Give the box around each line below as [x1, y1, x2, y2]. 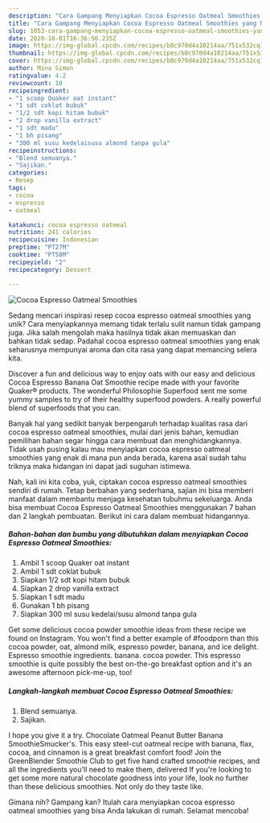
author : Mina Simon [8, 64, 74, 72]
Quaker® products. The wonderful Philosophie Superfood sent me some [8, 385, 247, 395]
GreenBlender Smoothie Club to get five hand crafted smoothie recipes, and [8, 756, 260, 766]
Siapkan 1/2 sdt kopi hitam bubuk [19, 575, 130, 585]
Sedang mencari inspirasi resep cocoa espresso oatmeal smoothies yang [8, 311, 252, 320]
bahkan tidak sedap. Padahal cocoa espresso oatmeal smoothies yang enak [8, 335, 260, 346]
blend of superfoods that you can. [8, 403, 121, 413]
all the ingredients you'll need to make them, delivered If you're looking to [8, 765, 252, 775]
